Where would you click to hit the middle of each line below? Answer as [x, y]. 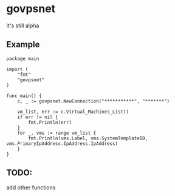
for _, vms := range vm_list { [57, 133]
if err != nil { [38, 117]
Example [23, 45]
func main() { [24, 96]
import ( [17, 69]
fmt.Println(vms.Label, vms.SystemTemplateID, [88, 138]
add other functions [31, 188]
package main [23, 59]
